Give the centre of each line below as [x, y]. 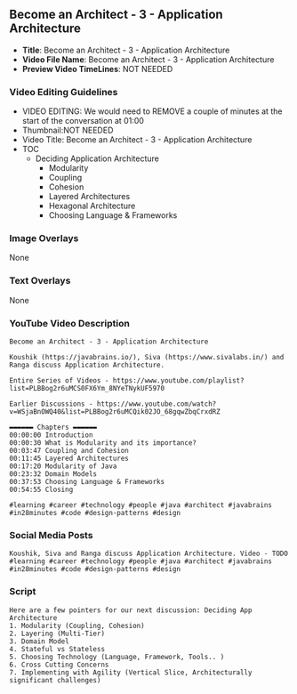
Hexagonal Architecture [92, 206]
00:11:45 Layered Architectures [69, 458]
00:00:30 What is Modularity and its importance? [103, 443]
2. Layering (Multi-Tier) [57, 633]
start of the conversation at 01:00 [83, 121]
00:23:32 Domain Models [53, 474]
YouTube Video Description [70, 323]
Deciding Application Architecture [97, 158]
